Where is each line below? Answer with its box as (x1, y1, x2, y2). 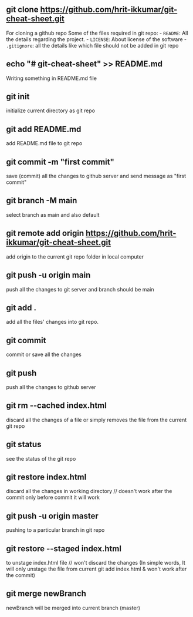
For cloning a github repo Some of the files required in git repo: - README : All (6, 29, 188, 36)
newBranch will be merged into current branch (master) (6, 604, 141, 611)
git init (6, 92, 30, 102)
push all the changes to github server (6, 383, 96, 390)
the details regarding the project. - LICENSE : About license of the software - (6, 35, 187, 43)
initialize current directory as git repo (6, 107, 96, 114)
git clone (6, 5, 39, 15)
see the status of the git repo (6, 455, 76, 462)
